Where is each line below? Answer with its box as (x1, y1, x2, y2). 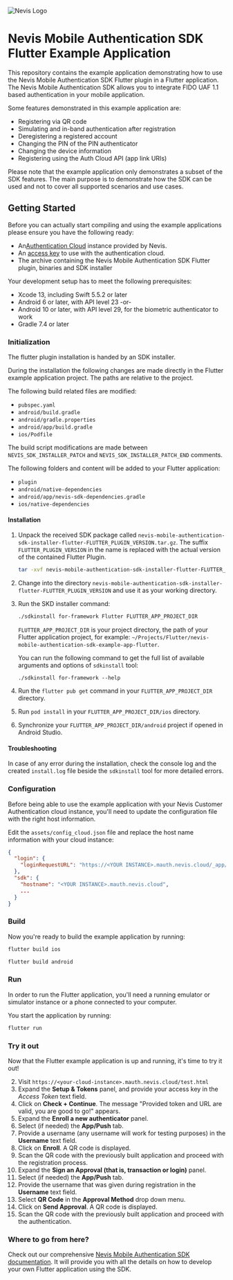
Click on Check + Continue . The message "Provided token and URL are (17, 1099, 223, 1108)
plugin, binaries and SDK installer (17, 263, 113, 272)
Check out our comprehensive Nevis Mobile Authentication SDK (8, 1250, 190, 1259)
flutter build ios (8, 945, 61, 952)
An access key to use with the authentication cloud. (17, 249, 165, 257)
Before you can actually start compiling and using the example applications (8, 220, 222, 229)
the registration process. (17, 1158, 88, 1166)
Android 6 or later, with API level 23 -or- (17, 298, 132, 306)
